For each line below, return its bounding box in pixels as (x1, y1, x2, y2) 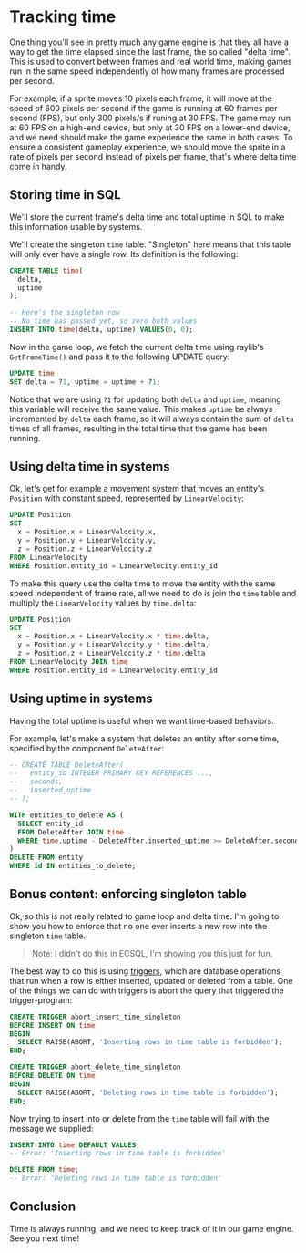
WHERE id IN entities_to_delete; (9, 862, 137, 871)
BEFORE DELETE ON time (9, 1072, 96, 1081)
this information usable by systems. (9, 221, 143, 232)
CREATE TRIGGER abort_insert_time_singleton (9, 1012, 181, 1021)
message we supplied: (9, 1123, 94, 1134)
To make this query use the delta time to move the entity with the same (9, 577, 276, 589)
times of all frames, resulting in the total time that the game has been (9, 422, 268, 434)
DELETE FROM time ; (9, 1165, 79, 1175)
